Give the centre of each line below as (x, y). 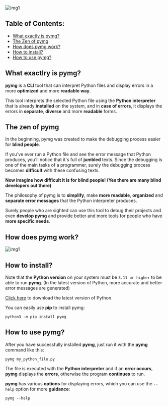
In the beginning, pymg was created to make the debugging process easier (83, 139)
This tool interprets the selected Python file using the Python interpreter (80, 100)
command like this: (25, 350)
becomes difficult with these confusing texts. (52, 170)
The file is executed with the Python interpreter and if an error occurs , (79, 368)
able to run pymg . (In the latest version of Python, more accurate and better (84, 283)
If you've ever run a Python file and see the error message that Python (78, 155)
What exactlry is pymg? (43, 73)
